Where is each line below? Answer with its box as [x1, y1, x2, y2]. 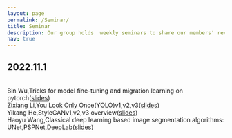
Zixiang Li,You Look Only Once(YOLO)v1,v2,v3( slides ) [7, 101, 160, 109]
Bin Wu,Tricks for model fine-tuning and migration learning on [7, 87, 184, 95]
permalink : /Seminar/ [7, 16, 70, 23]
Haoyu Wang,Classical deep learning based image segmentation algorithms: [7, 115, 224, 124]
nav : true [7, 36, 36, 43]
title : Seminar [7, 23, 51, 30]
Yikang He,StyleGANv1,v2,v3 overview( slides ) [7, 108, 138, 117]
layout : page [7, 10, 45, 17]
